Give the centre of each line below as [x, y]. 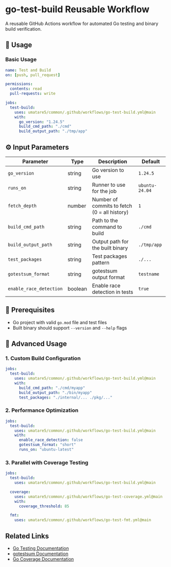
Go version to [108, 170]
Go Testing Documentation [41, 548]
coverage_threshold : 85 [44, 506]
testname [149, 274]
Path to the [105, 220]
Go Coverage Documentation [43, 559]
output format [108, 277]
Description [113, 161]
